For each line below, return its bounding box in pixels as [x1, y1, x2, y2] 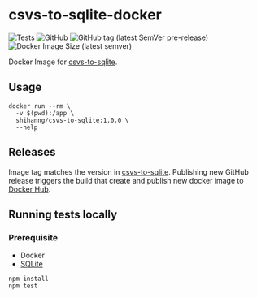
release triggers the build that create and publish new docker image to [8, 175, 244, 185]
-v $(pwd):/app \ [15, 109, 75, 117]
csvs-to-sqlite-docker [8, 6, 163, 24]
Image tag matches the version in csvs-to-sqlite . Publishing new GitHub [8, 166, 250, 176]
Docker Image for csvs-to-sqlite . [8, 57, 118, 67]
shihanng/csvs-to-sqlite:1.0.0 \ [15, 116, 129, 124]
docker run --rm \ [8, 101, 71, 110]
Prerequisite [8, 231, 59, 243]
